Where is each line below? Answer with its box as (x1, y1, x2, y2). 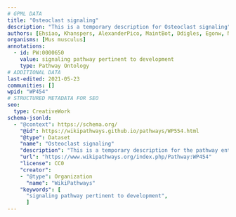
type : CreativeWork (13, 108, 71, 115)
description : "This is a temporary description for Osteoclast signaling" (7, 23, 231, 30)
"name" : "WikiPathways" (25, 179, 96, 186)
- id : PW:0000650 (13, 50, 65, 57)
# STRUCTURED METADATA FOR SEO (7, 95, 99, 102)
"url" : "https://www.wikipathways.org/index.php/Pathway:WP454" (20, 153, 212, 161)
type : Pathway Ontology (20, 62, 90, 69)
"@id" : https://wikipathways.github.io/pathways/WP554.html (20, 127, 199, 134)
